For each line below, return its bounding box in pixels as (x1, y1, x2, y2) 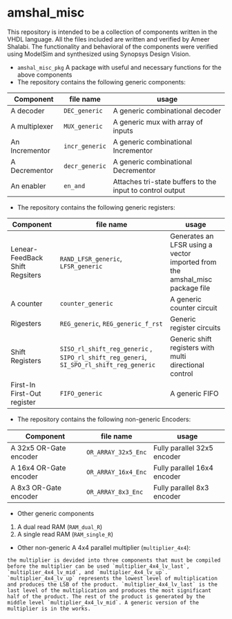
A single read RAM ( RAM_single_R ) (17, 530, 114, 538)
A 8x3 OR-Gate (10, 483, 62, 492)
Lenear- (10, 244, 38, 254)
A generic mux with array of (113, 117, 204, 127)
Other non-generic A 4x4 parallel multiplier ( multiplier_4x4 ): (17, 543, 191, 551)
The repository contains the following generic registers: (17, 203, 175, 212)
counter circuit (170, 303, 217, 313)
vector (170, 248, 191, 258)
